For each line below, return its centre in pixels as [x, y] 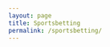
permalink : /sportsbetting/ [55, 30]
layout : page [30, 16]
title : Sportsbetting [45, 23]
